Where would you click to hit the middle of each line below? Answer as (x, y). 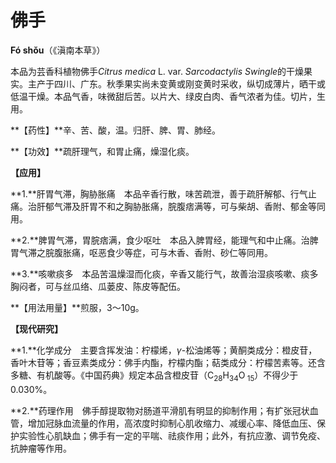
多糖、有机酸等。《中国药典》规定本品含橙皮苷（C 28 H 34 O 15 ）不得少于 (154, 376)
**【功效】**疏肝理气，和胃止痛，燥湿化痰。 (102, 151)
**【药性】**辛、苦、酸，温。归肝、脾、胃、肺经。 (116, 130)
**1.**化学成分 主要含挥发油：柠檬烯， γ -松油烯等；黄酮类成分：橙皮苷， (164, 350)
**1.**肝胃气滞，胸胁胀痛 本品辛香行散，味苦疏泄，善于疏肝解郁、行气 (159, 193)
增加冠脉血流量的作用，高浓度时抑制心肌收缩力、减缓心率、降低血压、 (172, 423)
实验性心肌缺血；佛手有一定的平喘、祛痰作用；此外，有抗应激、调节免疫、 (172, 435)
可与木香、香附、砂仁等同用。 (211, 252)
